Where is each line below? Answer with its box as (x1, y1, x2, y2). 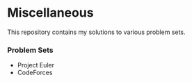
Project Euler (17, 61, 54, 69)
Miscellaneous (7, 5, 94, 21)
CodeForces (17, 68, 53, 77)
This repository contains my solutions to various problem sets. (7, 28, 186, 36)
